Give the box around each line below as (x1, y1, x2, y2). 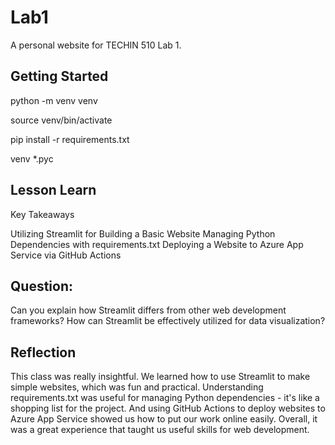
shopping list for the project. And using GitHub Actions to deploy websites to (10, 402, 326, 415)
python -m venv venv (10, 94, 98, 106)
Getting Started (10, 68, 109, 85)
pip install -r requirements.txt (10, 133, 130, 145)
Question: (10, 277, 74, 295)
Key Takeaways (10, 208, 75, 220)
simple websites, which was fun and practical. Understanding (10, 381, 264, 393)
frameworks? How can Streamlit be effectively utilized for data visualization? (10, 315, 326, 327)
